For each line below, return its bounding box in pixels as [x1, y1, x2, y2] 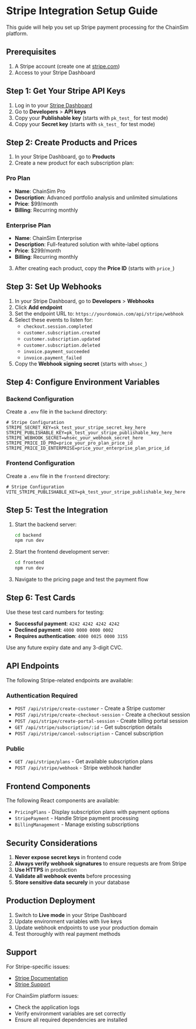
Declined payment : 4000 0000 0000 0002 [14, 626, 114, 633]
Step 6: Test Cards [6, 593, 75, 603]
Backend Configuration [6, 395, 74, 403]
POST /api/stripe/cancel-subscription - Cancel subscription [14, 730, 164, 737]
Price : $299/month [14, 246, 61, 254]
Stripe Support [14, 981, 51, 988]
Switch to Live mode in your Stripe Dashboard [14, 911, 127, 918]
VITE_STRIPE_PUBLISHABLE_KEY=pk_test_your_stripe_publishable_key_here [6, 489, 185, 495]
